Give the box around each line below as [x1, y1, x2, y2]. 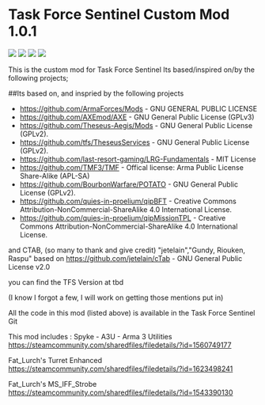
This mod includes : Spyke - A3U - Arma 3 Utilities [8, 331, 172, 341]
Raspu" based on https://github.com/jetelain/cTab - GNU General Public [8, 253, 243, 263]
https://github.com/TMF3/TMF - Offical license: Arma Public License [19, 162, 244, 172]
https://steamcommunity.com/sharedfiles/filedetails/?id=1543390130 [8, 388, 233, 397]
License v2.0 [8, 262, 51, 271]
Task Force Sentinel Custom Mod [8, 6, 230, 24]
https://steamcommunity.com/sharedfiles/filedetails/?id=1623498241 [8, 364, 233, 373]
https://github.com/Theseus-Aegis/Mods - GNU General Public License [19, 120, 253, 130]
